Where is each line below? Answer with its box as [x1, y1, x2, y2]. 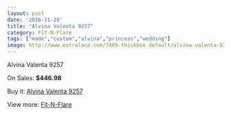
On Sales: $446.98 [7, 74, 62, 82]
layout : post [7, 10, 45, 17]
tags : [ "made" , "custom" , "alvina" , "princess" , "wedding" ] [7, 36, 170, 42]
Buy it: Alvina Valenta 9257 [7, 87, 84, 95]
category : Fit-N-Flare [7, 29, 72, 36]
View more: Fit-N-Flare [7, 101, 72, 108]
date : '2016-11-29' [7, 16, 63, 23]
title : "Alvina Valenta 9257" [7, 23, 94, 29]
